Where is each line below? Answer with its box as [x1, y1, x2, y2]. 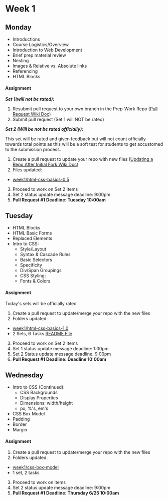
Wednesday [5, 371, 44, 379]
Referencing [12, 68, 38, 74]
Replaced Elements [12, 235, 53, 241]
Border [12, 421, 27, 427]
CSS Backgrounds [20, 389, 58, 396]
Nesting [12, 58, 29, 63]
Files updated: [12, 167, 42, 173]
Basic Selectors [20, 257, 53, 263]
